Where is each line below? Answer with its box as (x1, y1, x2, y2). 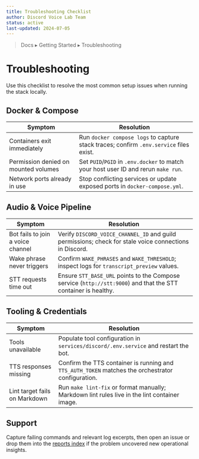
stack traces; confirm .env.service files (79, 141, 190, 148)
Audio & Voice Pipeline (6, 202, 92, 213)
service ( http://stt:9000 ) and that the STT (57, 278, 178, 287)
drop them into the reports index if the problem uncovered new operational (6, 440, 188, 447)
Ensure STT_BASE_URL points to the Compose (57, 271, 180, 280)
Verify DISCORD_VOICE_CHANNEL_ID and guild (57, 230, 176, 238)
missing (9, 369, 31, 378)
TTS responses (9, 362, 52, 371)
